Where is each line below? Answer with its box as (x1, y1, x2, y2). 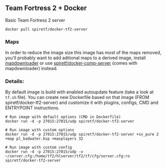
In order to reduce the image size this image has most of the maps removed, (5, 50, 162, 56)
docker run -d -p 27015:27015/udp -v (5, 149, 83, 155)
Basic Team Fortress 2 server (5, 17, 66, 23)
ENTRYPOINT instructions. (5, 105, 60, 111)
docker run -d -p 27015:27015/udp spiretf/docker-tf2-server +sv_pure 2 (5, 132, 159, 137)
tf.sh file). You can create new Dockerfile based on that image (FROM (5, 94, 150, 100)
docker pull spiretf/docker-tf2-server (5, 27, 88, 32)
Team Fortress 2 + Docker (5, 4, 87, 12)
